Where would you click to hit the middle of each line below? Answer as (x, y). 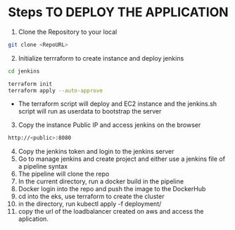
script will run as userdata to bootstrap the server (90, 111)
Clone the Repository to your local (68, 32)
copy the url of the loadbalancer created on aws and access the (111, 212)
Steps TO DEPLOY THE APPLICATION (118, 12)
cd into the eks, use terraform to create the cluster (91, 196)
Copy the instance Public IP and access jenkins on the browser (109, 125)
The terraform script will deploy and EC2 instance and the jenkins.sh (118, 104)
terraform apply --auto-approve (55, 90)
